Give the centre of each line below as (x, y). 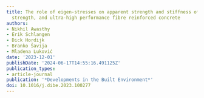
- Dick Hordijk (25, 40)
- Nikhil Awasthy (28, 29)
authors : (17, 23)
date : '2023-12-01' (31, 57)
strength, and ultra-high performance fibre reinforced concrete (96, 18)
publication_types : (31, 68)
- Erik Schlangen (28, 35)
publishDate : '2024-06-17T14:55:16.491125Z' (63, 63)
